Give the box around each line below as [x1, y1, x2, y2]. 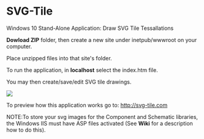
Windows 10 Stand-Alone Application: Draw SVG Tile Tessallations [6, 24, 174, 32]
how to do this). [6, 126, 46, 134]
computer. [6, 43, 32, 50]
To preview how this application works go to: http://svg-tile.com [6, 101, 168, 109]
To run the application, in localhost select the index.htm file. [6, 66, 158, 74]
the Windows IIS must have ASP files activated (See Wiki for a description [6, 119, 193, 127]
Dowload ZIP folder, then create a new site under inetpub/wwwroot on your [6, 36, 197, 43]
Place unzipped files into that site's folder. [6, 54, 112, 62]
